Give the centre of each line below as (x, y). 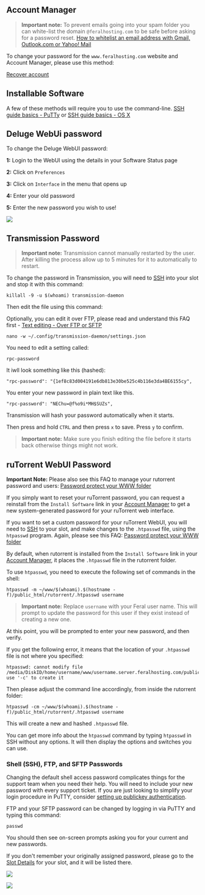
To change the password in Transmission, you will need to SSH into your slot (103, 278)
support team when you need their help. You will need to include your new (100, 784)
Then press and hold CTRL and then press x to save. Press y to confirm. (95, 427)
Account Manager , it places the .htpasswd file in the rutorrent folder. (92, 560)
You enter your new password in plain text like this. (70, 393)
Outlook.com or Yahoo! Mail (56, 44)
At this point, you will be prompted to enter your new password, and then (98, 631)
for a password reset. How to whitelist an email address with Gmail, (106, 38)
